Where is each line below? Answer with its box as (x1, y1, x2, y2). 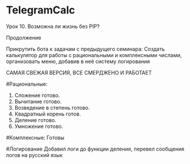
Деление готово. (14, 116, 57, 123)
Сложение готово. (14, 92, 60, 99)
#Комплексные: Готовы (6, 134, 65, 141)
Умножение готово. (14, 123, 64, 130)
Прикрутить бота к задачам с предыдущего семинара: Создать (6, 45, 165, 53)
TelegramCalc (6, 4, 75, 17)
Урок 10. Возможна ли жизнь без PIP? (6, 23, 100, 30)
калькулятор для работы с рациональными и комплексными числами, (6, 51, 182, 58)
